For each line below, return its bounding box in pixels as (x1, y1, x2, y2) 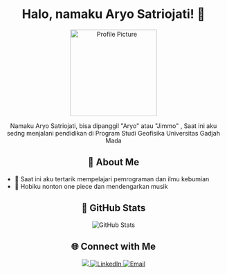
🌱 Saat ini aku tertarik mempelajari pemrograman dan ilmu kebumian (14, 174, 210, 183)
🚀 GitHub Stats (81, 202, 146, 214)
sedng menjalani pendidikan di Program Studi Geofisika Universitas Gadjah (6, 129, 221, 137)
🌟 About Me (87, 156, 140, 168)
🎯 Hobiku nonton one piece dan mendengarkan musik (14, 182, 168, 190)
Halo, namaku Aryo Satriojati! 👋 (21, 6, 206, 22)
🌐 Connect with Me (71, 240, 156, 252)
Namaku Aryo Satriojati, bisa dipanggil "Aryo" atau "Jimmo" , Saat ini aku (10, 121, 217, 130)
